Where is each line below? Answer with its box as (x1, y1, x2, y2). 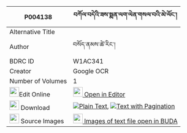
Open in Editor (84, 90, 126, 98)
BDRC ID (9, 57, 35, 65)
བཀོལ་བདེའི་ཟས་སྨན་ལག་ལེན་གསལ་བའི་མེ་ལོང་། (73, 10, 178, 19)
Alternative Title (9, 27, 55, 36)
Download (20, 104, 50, 112)
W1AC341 (72, 57, 104, 65)
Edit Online (19, 90, 51, 98)
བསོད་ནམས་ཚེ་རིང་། (72, 40, 116, 48)
